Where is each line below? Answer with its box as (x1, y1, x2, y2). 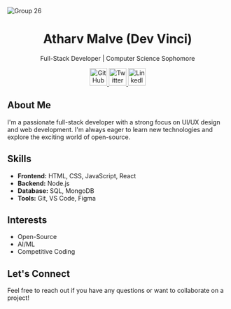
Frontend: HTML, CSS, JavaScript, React (17, 171, 136, 180)
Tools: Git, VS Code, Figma (17, 194, 97, 202)
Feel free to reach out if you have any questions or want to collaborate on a (7, 287, 224, 295)
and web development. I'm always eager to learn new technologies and (7, 125, 213, 134)
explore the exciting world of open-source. (7, 133, 131, 141)
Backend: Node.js (17, 179, 70, 187)
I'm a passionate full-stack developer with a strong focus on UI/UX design (7, 117, 220, 126)
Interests (7, 214, 48, 226)
